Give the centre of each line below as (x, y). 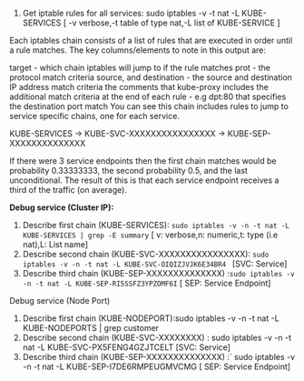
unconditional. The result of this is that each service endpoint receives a (144, 180)
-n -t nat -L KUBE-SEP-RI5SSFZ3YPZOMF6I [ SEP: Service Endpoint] (147, 283)
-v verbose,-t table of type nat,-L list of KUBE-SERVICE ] (174, 23)
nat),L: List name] (55, 244)
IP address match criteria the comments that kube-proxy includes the (139, 87)
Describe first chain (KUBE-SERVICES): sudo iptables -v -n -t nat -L (156, 225)
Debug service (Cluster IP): (62, 207)
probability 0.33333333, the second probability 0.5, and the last (128, 170)
